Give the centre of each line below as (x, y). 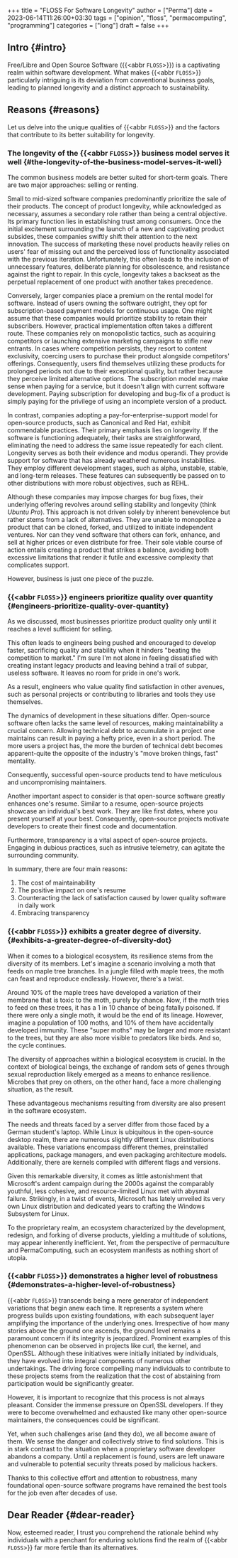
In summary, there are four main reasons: (67, 869)
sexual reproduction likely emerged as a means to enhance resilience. (109, 1074)
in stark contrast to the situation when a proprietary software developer (112, 1448)
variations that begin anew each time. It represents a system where (106, 1308)
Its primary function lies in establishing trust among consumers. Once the (114, 221)
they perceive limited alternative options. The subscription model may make (118, 378)
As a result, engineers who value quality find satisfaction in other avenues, (116, 687)
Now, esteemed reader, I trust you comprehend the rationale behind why (113, 1532)
